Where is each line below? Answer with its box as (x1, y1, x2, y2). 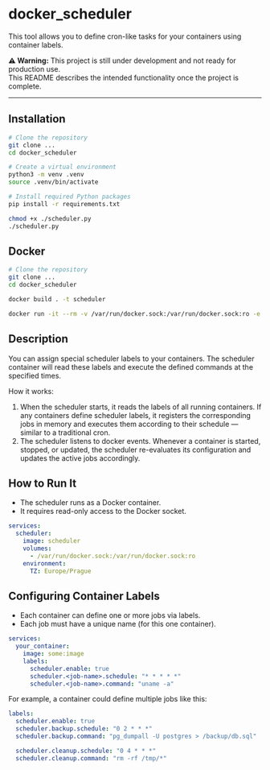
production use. (8, 64, 61, 73)
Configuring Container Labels (8, 589, 161, 602)
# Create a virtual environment (8, 163, 117, 172)
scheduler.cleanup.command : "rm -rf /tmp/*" (15, 754, 167, 762)
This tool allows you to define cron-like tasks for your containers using (8, 31, 242, 41)
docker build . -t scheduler (8, 295, 106, 303)
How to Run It (8, 476, 77, 490)
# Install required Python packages (8, 192, 131, 201)
